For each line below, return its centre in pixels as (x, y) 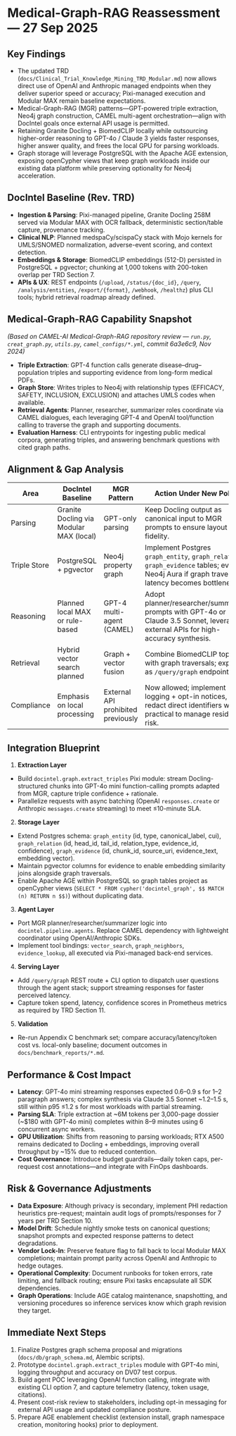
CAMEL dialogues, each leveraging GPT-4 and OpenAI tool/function (116, 417)
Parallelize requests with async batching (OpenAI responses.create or (118, 801)
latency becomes (173, 583)
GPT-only (120, 519)
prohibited (120, 710)
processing (76, 714)
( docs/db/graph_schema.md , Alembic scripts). (81, 1357)
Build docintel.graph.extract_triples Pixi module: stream (102, 779)
